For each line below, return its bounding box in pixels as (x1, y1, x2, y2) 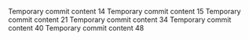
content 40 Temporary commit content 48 (8, 24, 145, 32)
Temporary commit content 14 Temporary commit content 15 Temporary (8, 7, 241, 16)
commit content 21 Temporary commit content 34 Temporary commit (8, 15, 232, 24)
